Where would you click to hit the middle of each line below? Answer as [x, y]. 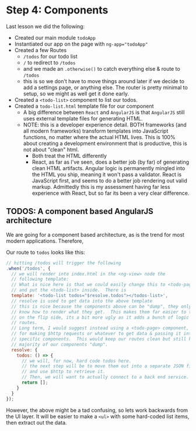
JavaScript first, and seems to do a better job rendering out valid [110, 180]
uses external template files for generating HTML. [83, 118]
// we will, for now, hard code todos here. [76, 361]
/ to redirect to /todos [49, 63]
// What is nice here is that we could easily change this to [88, 285]
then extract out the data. [36, 422]
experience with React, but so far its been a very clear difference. [111, 193]
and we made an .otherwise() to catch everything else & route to [102, 68]
